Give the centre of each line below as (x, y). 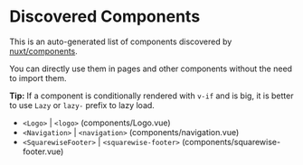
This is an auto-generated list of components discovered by (121, 41)
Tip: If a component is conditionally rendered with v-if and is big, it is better (151, 96)
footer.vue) (43, 151)
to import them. (38, 78)
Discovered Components (105, 17)
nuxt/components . (44, 50)
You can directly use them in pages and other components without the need (151, 69)
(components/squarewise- (232, 142)
